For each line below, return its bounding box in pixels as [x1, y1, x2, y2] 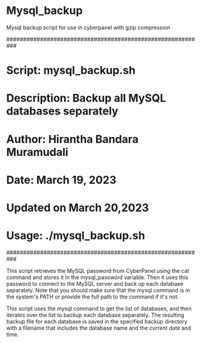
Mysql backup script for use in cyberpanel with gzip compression [6, 24, 171, 31]
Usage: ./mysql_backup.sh [6, 229, 146, 242]
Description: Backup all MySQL [6, 91, 166, 105]
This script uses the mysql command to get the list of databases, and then [6, 305, 192, 312]
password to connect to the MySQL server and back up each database [6, 280, 183, 287]
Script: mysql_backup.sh [6, 63, 135, 77]
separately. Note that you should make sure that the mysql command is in [6, 286, 190, 294]
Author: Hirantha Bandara [6, 132, 138, 146]
